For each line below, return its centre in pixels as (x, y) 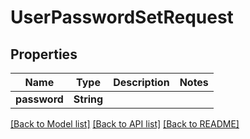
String (88, 99)
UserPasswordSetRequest (122, 17)
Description (141, 82)
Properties (44, 54)
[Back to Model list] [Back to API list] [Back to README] (125, 124)
